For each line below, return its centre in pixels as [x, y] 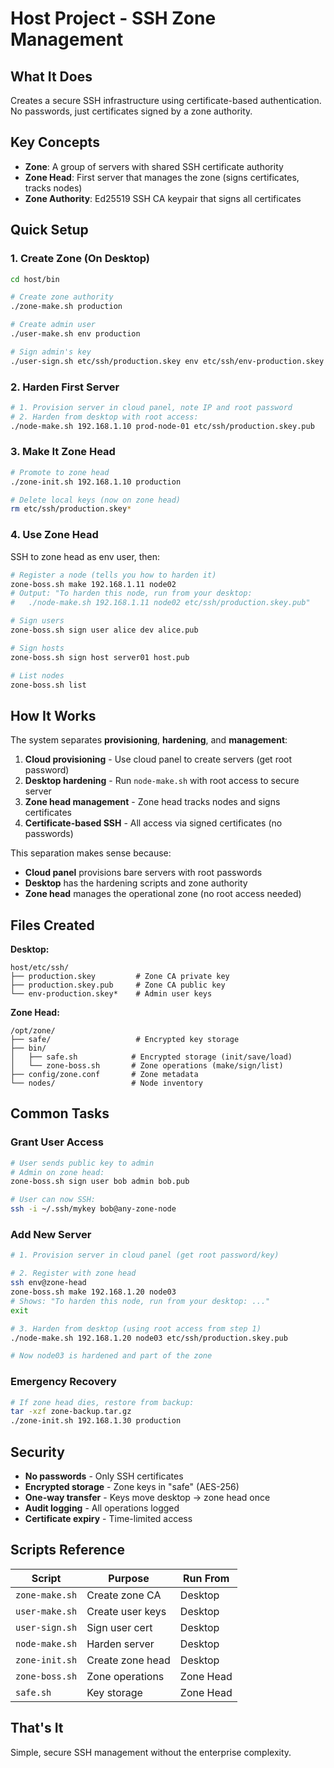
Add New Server [51, 1234]
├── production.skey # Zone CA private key [120, 977]
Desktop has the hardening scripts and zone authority [136, 883]
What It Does [51, 76]
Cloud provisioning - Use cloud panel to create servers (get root [158, 759]
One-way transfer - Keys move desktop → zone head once [147, 1497]
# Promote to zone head [60, 472]
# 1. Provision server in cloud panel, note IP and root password [151, 407]
